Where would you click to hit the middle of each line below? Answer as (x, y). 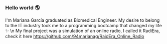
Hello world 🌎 (23, 7)
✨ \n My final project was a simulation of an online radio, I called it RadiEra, (83, 31)
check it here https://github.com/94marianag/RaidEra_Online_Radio (75, 37)
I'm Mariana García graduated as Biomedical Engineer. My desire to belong (82, 20)
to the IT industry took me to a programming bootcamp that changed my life (83, 26)
